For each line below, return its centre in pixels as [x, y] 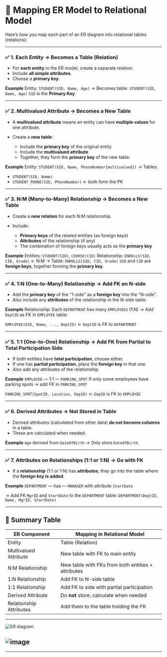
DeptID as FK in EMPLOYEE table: [37, 315]
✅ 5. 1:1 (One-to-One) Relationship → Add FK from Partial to [78, 342]
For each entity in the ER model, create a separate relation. [73, 68]
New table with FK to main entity [98, 554]
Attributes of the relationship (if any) [57, 241]
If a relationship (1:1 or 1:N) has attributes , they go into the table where [85, 471]
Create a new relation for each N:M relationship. [62, 216]
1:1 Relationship [27, 587]
